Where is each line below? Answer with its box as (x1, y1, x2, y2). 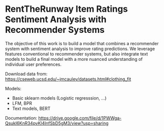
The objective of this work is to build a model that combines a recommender (5, 40, 159, 46)
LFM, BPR (12, 100, 32, 106)
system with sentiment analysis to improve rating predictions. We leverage (5, 46, 155, 52)
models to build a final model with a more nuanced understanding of (5, 56, 143, 62)
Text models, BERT (12, 105, 50, 111)
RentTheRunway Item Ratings (5, 3, 128, 15)
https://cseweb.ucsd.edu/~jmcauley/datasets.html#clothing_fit (5, 76, 131, 82)
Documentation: (5, 115, 38, 121)
